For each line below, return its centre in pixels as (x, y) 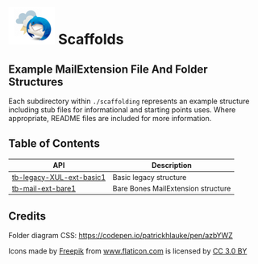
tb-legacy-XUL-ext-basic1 (59, 177)
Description (172, 166)
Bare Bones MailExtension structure (172, 188)
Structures (36, 82)
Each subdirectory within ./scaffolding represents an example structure (129, 101)
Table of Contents (54, 144)
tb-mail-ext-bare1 (44, 188)
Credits (27, 216)
